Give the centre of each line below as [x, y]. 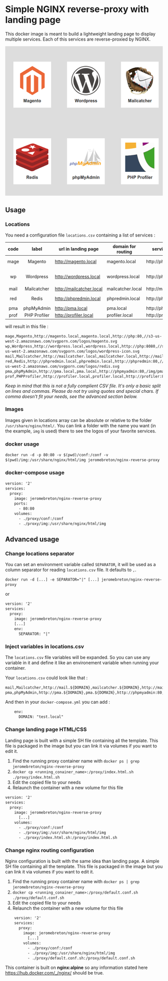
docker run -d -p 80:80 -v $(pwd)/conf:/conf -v [57, 455]
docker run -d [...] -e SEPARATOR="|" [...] [52, 580]
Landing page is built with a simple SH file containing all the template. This [82, 740]
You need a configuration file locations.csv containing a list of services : [80, 235]
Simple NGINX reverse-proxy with [77, 9]
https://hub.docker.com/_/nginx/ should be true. [54, 972]
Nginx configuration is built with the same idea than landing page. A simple [82, 861]
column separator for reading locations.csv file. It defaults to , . [71, 570]
